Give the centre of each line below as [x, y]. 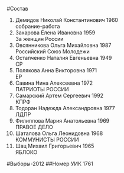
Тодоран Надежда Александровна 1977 [65, 108]
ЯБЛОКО [26, 152]
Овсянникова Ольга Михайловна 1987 [63, 45]
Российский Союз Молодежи [53, 52]
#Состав [17, 9]
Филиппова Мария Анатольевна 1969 [62, 121]
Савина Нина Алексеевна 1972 [54, 83]
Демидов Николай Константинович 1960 [67, 20]
